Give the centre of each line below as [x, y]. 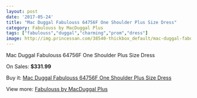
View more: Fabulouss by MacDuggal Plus [57, 89]
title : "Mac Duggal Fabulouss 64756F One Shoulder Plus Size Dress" [91, 22]
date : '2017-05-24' [30, 17]
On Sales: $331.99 [29, 66]
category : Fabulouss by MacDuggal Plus [55, 28]
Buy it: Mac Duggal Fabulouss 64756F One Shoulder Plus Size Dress [89, 78]
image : [14, 38]
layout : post [22, 11]
